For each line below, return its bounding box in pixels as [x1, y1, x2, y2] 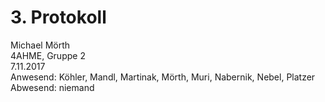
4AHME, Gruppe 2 [10, 49, 86, 61]
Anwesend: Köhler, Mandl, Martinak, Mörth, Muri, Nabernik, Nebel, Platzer [10, 71, 316, 83]
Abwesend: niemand [10, 81, 95, 93]
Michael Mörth [10, 39, 71, 51]
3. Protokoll [10, 6, 107, 29]
